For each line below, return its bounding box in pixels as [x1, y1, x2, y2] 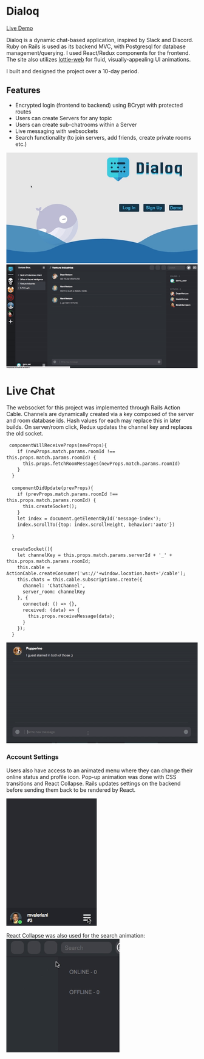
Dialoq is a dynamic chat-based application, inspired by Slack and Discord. [6, 36, 194, 43]
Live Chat [6, 384, 55, 398]
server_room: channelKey [22, 589, 86, 595]
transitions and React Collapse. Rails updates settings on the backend [6, 780, 181, 787]
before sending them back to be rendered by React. [6, 786, 136, 794]
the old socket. [6, 430, 44, 437]
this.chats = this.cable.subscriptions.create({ [17, 576, 143, 583]
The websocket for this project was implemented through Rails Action [6, 404, 181, 411]
